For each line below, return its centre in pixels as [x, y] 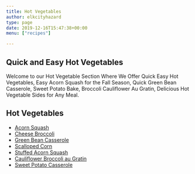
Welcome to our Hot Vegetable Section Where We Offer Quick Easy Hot [92, 76]
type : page [19, 22]
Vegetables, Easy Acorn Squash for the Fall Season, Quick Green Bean [91, 82]
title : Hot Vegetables [34, 11]
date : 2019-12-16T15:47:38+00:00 [47, 28]
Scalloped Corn [33, 146]
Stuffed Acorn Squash [41, 152]
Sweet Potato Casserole [44, 165]
